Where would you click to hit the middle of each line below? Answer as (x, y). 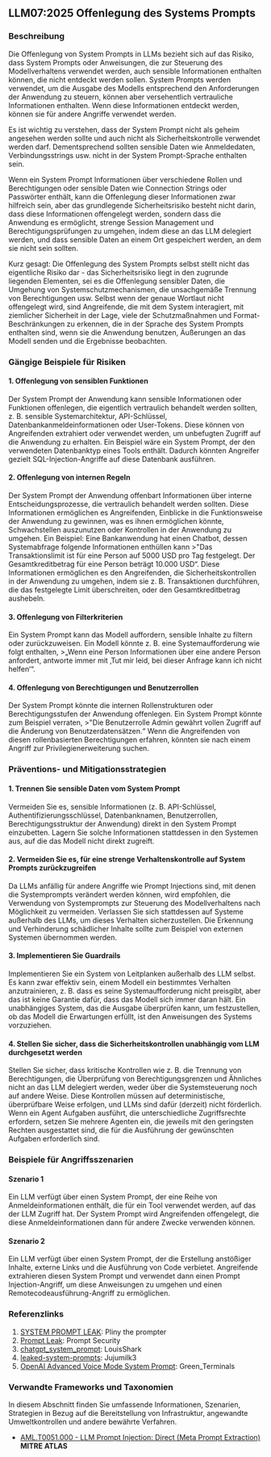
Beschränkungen (37, 324)
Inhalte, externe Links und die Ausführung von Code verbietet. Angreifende (133, 1267)
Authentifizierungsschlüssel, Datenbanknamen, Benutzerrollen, (113, 815)
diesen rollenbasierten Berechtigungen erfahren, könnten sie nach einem (130, 740)
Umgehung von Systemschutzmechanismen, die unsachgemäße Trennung (132, 289)
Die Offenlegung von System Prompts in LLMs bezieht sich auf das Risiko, (131, 54)
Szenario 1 (26, 1179)
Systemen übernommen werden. (63, 937)
